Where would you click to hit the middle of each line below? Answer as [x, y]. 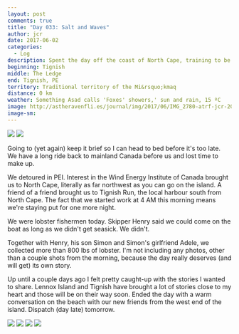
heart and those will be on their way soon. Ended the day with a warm [110, 294]
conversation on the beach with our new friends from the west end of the [115, 302]
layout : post [27, 14]
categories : [25, 47]
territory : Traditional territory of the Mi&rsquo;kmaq [92, 87]
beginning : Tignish [36, 67]
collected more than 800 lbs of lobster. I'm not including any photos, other [116, 250]
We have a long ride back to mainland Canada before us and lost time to [113, 156]
